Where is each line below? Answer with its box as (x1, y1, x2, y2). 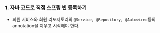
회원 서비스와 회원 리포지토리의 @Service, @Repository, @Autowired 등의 (12, 16, 156, 23)
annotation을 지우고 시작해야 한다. (12, 23, 80, 29)
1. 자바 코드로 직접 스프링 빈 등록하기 (5, 4, 87, 11)
